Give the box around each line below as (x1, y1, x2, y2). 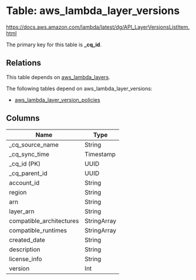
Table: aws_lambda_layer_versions (6, 4, 180, 18)
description (9, 245, 40, 253)
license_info (9, 255, 42, 263)
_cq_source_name (9, 141, 59, 149)
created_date (9, 235, 46, 244)
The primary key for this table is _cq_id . (6, 41, 102, 48)
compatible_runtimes (9, 226, 67, 234)
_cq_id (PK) (9, 159, 41, 168)
